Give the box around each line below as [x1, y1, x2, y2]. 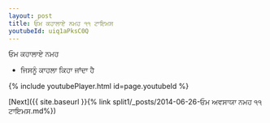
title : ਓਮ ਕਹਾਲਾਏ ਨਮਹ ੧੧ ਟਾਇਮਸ [8, 19, 114, 28]
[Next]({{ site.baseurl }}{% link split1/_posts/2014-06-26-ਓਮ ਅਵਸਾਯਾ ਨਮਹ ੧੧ [8, 97, 263, 107]
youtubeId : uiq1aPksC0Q [8, 27, 89, 35]
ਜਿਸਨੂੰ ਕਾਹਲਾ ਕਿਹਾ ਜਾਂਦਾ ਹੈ [20, 66, 95, 75]
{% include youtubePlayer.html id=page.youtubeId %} [8, 82, 189, 91]
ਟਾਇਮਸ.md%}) [8, 106, 57, 116]
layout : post [8, 11, 53, 20]
